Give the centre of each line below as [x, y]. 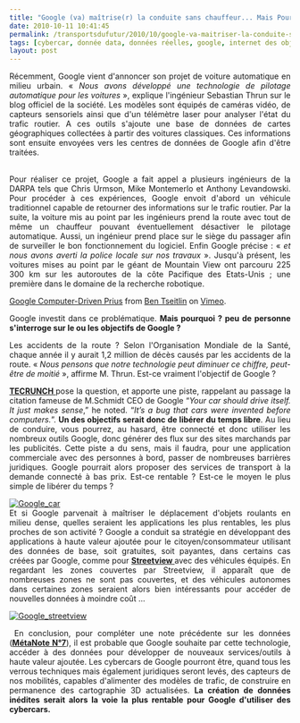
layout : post [33, 51]
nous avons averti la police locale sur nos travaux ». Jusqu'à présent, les [150, 255]
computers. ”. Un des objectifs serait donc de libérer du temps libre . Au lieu [150, 420]
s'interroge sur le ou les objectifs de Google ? [95, 328]
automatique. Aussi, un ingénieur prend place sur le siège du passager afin [150, 236]
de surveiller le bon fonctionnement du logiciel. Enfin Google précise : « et [150, 246]
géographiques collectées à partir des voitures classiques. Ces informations [150, 133]
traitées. [25, 152]
